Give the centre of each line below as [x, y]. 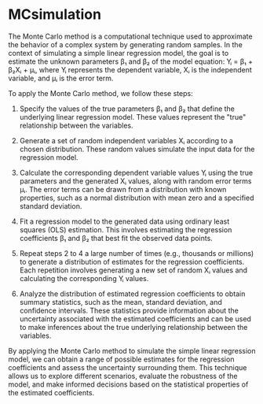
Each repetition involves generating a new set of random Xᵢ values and [133, 270]
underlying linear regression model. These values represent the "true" [133, 117]
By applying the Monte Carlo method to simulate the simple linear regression [132, 350]
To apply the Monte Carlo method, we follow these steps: [101, 93]
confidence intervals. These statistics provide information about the [129, 310]
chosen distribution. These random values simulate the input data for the [137, 149]
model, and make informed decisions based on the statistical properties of [128, 384]
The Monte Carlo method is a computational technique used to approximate [130, 36]
